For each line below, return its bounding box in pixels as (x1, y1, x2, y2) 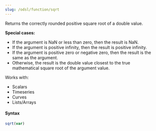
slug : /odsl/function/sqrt (5, 7, 60, 12)
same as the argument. (12, 54, 58, 61)
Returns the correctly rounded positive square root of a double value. (5, 20, 143, 26)
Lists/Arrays (12, 99, 36, 105)
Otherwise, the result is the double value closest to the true (12, 60, 130, 65)
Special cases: (5, 30, 35, 35)
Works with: (5, 74, 29, 80)
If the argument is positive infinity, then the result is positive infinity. (12, 44, 147, 50)
